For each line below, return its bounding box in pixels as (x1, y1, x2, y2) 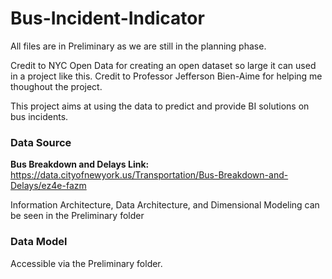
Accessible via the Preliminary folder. (10, 257, 163, 269)
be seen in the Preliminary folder (10, 210, 145, 222)
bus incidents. (10, 110, 69, 122)
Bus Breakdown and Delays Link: (10, 158, 150, 171)
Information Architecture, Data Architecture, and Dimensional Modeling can (10, 199, 320, 211)
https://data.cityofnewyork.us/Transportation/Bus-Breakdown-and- (10, 169, 289, 181)
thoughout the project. (10, 80, 103, 92)
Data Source (10, 135, 72, 149)
